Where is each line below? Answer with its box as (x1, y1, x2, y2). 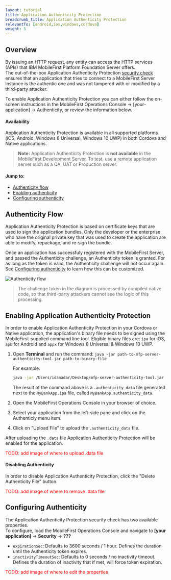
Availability (5, 118, 30, 124)
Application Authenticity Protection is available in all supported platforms (5, 130, 158, 136)
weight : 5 (5, 27, 27, 32)
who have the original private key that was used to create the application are (5, 234, 166, 240)
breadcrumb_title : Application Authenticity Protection (5, 17, 127, 22)
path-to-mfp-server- (117, 351, 161, 357)
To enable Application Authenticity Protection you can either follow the (5, 95, 154, 102)
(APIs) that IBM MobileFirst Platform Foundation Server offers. (5, 64, 136, 70)
